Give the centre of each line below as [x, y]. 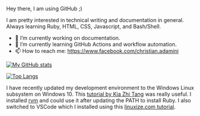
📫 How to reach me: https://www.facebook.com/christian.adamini [97, 51]
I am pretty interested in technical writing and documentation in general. [95, 20]
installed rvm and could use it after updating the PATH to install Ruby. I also [99, 100]
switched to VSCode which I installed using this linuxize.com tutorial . [91, 107]
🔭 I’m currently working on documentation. [68, 38]
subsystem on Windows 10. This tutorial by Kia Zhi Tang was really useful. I [99, 94]
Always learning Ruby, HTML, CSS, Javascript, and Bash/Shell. [84, 26]
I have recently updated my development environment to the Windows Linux [100, 88]
